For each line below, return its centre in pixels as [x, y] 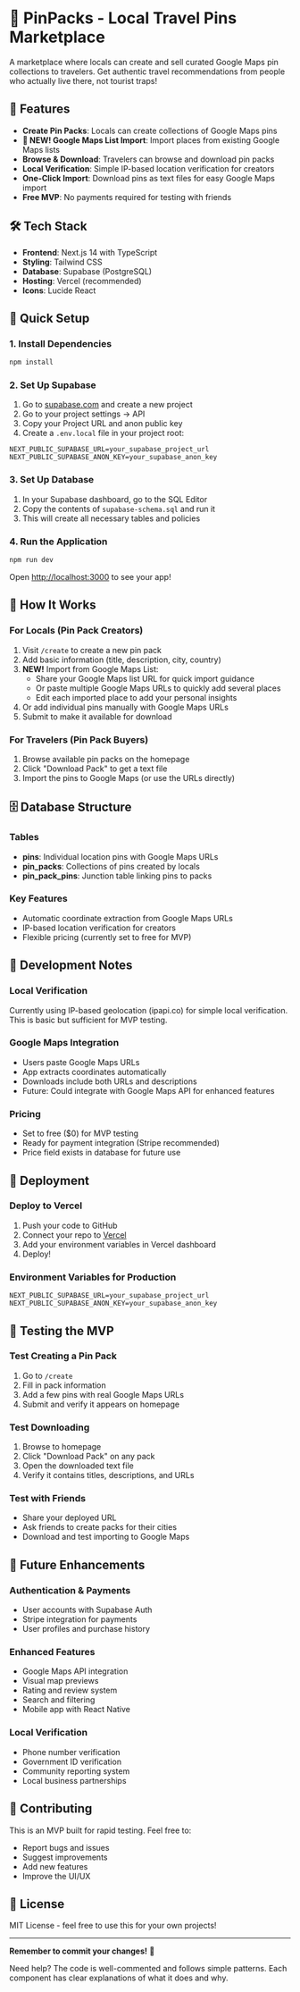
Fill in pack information [64, 1385]
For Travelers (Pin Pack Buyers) [79, 739]
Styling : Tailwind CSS [62, 262]
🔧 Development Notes [71, 966]
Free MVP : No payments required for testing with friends [127, 197]
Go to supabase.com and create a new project [108, 405]
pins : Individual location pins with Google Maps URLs [120, 856]
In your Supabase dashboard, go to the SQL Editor [115, 499]
